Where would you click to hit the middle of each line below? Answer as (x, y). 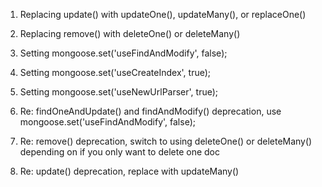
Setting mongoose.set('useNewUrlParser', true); (119, 92)
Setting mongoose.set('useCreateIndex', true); (115, 72)
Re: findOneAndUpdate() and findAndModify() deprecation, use (150, 111)
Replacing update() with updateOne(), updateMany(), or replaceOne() (163, 14)
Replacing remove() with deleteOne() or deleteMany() (130, 33)
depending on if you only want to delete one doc (119, 152)
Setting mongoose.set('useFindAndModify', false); (123, 53)
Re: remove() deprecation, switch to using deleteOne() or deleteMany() (166, 141)
